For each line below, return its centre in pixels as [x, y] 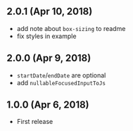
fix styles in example [46, 36]
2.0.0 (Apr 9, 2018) [49, 58]
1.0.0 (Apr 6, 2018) [48, 105]
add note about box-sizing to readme [71, 28]
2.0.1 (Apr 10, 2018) [50, 12]
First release [35, 122]
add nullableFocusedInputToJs [61, 82]
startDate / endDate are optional [61, 75]
